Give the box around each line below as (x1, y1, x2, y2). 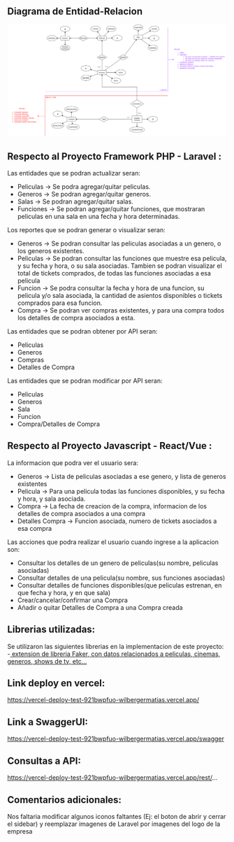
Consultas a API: (7, 755, 82, 766)
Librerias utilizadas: (7, 624, 96, 636)
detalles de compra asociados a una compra (17, 509, 145, 518)
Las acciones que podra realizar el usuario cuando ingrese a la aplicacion (7, 538, 219, 546)
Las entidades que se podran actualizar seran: (7, 169, 141, 178)
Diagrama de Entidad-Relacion (7, 6, 143, 17)
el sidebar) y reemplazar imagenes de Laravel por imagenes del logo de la (7, 820, 221, 828)
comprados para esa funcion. (17, 299, 103, 307)
